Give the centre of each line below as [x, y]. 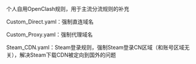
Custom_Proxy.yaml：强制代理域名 [50, 34]
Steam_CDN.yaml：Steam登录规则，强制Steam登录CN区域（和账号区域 [95, 47]
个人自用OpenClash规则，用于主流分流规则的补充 [68, 9]
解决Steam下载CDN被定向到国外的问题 [67, 55]
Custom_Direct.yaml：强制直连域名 [50, 22]
